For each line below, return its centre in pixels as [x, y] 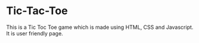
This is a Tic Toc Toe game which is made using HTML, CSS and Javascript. [100, 27]
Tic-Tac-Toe [37, 11]
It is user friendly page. [35, 33]
